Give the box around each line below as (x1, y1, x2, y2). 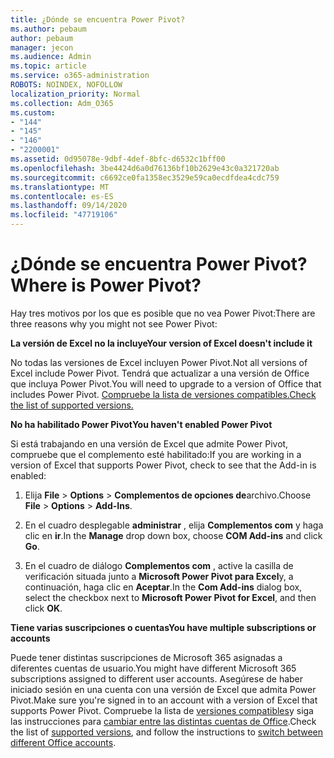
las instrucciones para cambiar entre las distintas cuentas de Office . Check (10, 715, 317, 727)
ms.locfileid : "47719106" (10, 210, 118, 220)
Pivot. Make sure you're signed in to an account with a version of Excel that (10, 694, 318, 706)
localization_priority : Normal (10, 89, 141, 99)
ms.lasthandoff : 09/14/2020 (10, 201, 128, 211)
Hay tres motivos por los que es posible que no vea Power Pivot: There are (10, 307, 316, 319)
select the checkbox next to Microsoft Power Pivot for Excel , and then (24, 591, 317, 603)
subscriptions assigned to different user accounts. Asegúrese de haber (10, 672, 304, 685)
